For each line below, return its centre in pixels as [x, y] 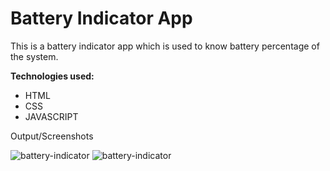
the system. [34, 56]
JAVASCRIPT [51, 116]
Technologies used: [52, 76]
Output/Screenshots [52, 136]
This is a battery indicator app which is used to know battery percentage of [165, 46]
